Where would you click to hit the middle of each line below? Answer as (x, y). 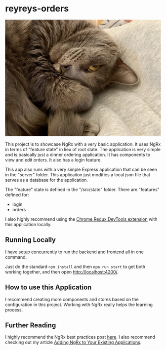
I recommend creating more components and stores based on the (72, 299)
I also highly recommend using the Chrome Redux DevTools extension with (81, 219)
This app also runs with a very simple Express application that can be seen (81, 169)
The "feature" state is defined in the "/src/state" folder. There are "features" (82, 189)
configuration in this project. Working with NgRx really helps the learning (79, 305)
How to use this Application (48, 288)
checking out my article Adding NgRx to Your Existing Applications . (73, 342)
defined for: (17, 194)
